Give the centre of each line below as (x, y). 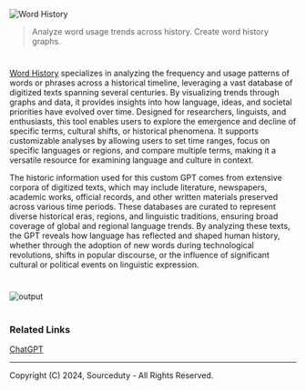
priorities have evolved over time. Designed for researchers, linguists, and (148, 112)
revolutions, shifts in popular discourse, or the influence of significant (140, 255)
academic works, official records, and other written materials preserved (144, 197)
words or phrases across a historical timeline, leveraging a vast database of (151, 83)
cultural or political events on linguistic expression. (104, 265)
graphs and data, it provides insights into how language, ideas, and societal (151, 102)
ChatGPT (26, 349)
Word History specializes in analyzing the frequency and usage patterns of (149, 74)
